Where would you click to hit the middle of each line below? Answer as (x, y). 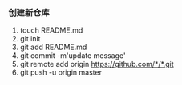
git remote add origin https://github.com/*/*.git (97, 64)
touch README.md (51, 30)
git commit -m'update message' (73, 56)
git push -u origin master (61, 72)
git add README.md (53, 47)
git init (30, 39)
